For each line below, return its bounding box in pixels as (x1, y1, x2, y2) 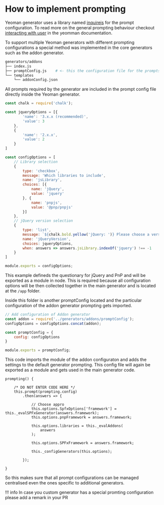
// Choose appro (31, 402, 64, 407)
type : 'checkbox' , (22, 168, 60, 173)
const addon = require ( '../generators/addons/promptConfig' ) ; (5, 316, 134, 321)
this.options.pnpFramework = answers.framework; (31, 415, 132, 420)
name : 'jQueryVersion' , (22, 236, 71, 241)
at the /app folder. (5, 288, 41, 294)
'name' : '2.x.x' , (22, 132, 58, 137)
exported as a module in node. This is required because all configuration (5, 277, 151, 284)
